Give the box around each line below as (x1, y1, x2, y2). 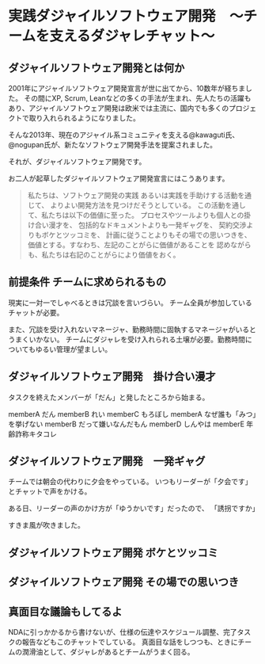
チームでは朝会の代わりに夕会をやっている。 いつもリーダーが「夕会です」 (8, 477, 252, 487)
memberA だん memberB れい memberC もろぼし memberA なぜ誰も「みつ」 (8, 409, 257, 418)
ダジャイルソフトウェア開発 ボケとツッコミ (8, 546, 219, 559)
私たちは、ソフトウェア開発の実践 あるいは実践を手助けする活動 (27, 191, 238, 200)
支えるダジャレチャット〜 (49, 27, 215, 45)
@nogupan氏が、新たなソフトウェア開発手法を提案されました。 (8, 140, 218, 149)
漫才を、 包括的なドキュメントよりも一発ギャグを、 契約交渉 (48, 220, 247, 230)
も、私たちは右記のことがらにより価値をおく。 (27, 250, 180, 259)
